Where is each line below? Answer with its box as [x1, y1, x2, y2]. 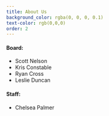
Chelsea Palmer [14, 103, 55, 111]
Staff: [6, 91, 21, 98]
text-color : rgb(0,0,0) [6, 20, 66, 26]
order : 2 [6, 25, 28, 32]
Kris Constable [14, 64, 52, 71]
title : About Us [6, 8, 47, 15]
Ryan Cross [14, 70, 44, 78]
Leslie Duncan [14, 76, 51, 84]
